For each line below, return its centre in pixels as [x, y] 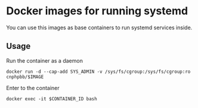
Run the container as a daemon [45, 60]
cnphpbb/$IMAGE [25, 77]
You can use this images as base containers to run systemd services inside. [99, 27]
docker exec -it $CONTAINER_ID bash [52, 99]
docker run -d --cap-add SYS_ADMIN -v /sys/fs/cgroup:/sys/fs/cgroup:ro [98, 72]
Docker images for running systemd [97, 11]
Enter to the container [33, 88]
